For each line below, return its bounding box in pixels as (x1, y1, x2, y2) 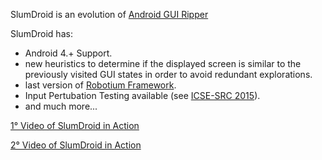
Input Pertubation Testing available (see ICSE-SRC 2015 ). (24, 90, 261, 101)
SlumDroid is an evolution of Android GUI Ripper (10, 9, 209, 20)
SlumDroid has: (10, 28, 73, 39)
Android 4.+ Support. (24, 47, 113, 59)
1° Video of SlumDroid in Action (10, 120, 140, 131)
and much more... (24, 100, 98, 112)
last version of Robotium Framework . (24, 79, 177, 91)
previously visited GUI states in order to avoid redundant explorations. (24, 69, 313, 80)
